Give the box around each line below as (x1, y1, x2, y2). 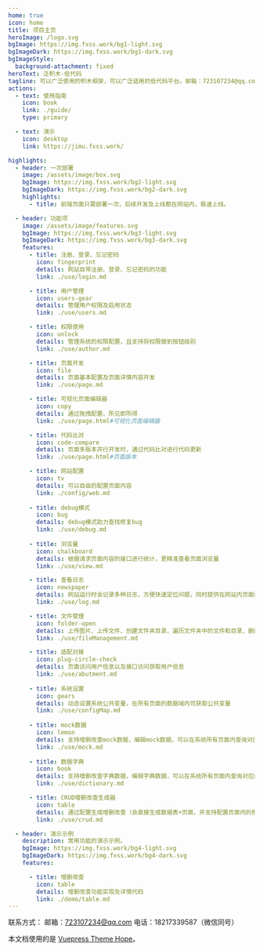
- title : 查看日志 (28, 576, 85, 585)
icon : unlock (36, 330, 79, 338)
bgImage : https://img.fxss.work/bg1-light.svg (8, 41, 163, 49)
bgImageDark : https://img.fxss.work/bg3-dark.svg (22, 236, 188, 244)
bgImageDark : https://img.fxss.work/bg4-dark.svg (22, 852, 188, 860)
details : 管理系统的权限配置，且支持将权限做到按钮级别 (36, 337, 196, 345)
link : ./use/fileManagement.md (36, 634, 139, 642)
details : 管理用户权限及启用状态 (36, 301, 132, 310)
